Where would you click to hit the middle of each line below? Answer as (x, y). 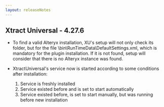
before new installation (44, 100)
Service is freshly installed (48, 84)
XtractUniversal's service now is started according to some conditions (86, 68)
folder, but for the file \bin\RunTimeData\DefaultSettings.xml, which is (85, 48)
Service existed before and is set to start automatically (77, 89)
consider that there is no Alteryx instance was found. (68, 59)
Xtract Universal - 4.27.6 (45, 31)
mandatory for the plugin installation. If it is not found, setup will (79, 53)
